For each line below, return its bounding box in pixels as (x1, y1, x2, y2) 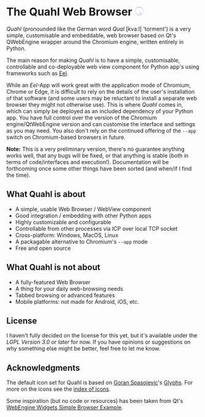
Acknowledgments (6, 363, 81, 373)
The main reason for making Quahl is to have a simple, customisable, (6, 56, 181, 64)
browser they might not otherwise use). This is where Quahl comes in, (6, 100, 184, 108)
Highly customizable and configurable (15, 218, 111, 225)
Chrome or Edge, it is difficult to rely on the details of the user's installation (6, 88, 195, 95)
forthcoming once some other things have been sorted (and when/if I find (6, 165, 192, 172)
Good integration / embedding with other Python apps (15, 212, 152, 219)
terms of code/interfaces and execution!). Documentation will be (6, 158, 170, 165)
